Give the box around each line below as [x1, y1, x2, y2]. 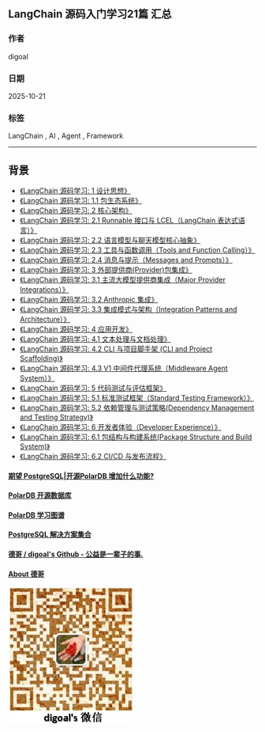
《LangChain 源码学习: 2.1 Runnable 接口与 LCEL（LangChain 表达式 [19, 216, 239, 226]
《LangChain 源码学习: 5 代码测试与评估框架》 [19, 383, 167, 393]
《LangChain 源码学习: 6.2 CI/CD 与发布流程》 [19, 452, 167, 461]
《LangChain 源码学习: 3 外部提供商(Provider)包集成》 [19, 265, 192, 275]
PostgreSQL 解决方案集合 [8, 529, 92, 540]
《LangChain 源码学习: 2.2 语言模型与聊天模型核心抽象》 [19, 236, 201, 245]
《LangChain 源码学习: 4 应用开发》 [19, 324, 132, 334]
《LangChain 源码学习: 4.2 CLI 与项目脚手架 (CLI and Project [19, 344, 213, 354]
